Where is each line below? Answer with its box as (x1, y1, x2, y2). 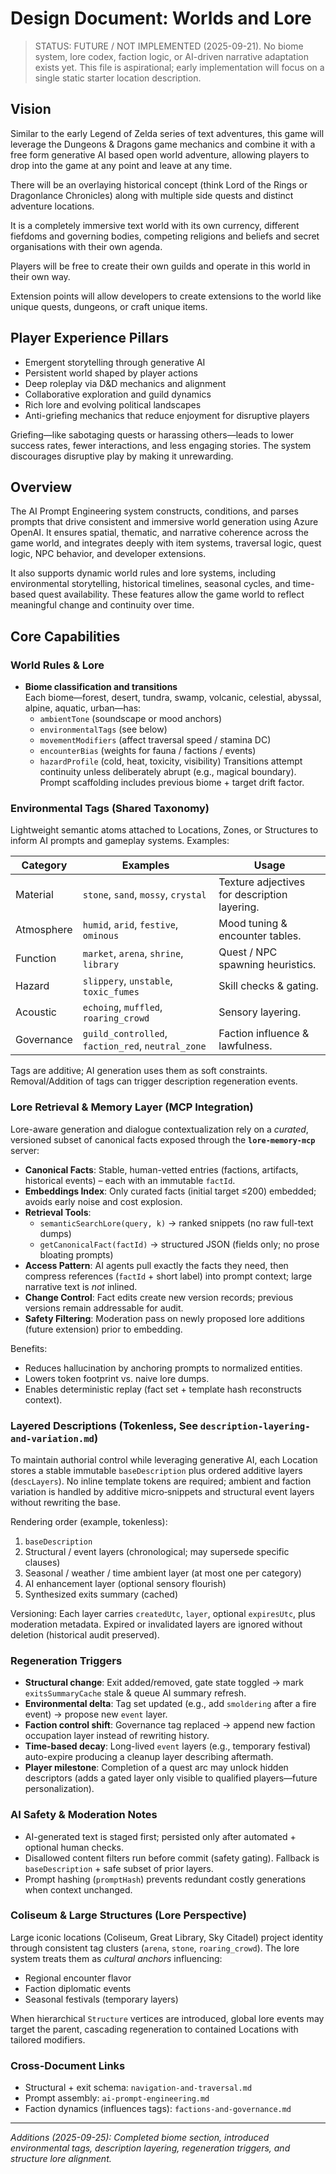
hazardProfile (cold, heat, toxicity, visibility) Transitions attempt (39, 755, 303, 767)
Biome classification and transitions (24, 681, 178, 693)
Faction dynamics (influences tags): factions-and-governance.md (24, 2103, 292, 2115)
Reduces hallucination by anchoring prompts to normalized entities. (24, 1362, 303, 1374)
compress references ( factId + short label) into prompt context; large (24, 1270, 313, 1282)
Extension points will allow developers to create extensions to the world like (10, 290, 322, 302)
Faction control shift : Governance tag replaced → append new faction (24, 1719, 316, 1731)
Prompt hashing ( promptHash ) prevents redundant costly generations (24, 1873, 307, 1885)
